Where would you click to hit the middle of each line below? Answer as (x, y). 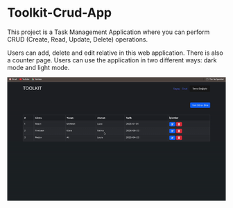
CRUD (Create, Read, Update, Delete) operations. (77, 39)
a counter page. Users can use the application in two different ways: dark (112, 60)
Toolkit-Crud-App (60, 13)
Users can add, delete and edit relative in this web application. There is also (115, 53)
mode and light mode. (38, 67)
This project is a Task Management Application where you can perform (109, 32)
